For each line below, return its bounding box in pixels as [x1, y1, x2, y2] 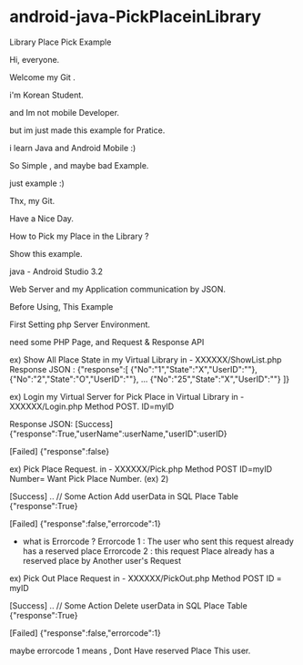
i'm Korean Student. [9, 89, 84, 100]
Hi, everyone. [9, 54, 60, 65]
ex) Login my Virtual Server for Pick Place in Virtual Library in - [9, 391, 245, 402]
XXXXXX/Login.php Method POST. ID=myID [9, 401, 175, 412]
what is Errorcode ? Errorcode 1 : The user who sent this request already [22, 536, 294, 547]
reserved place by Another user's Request [22, 555, 182, 566]
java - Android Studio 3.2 [9, 266, 103, 277]
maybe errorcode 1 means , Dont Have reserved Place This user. [9, 645, 251, 656]
